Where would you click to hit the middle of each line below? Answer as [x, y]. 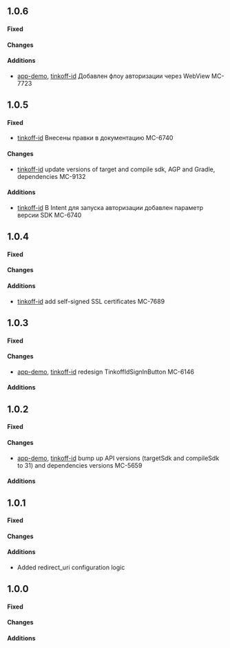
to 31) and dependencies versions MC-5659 [80, 465]
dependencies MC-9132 [51, 176]
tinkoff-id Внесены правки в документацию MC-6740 [95, 138]
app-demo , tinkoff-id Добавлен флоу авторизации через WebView [113, 76]
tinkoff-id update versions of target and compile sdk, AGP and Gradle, [116, 169]
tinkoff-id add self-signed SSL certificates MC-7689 [91, 301]
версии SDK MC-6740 [49, 215]
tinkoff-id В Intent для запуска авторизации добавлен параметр [110, 207]
